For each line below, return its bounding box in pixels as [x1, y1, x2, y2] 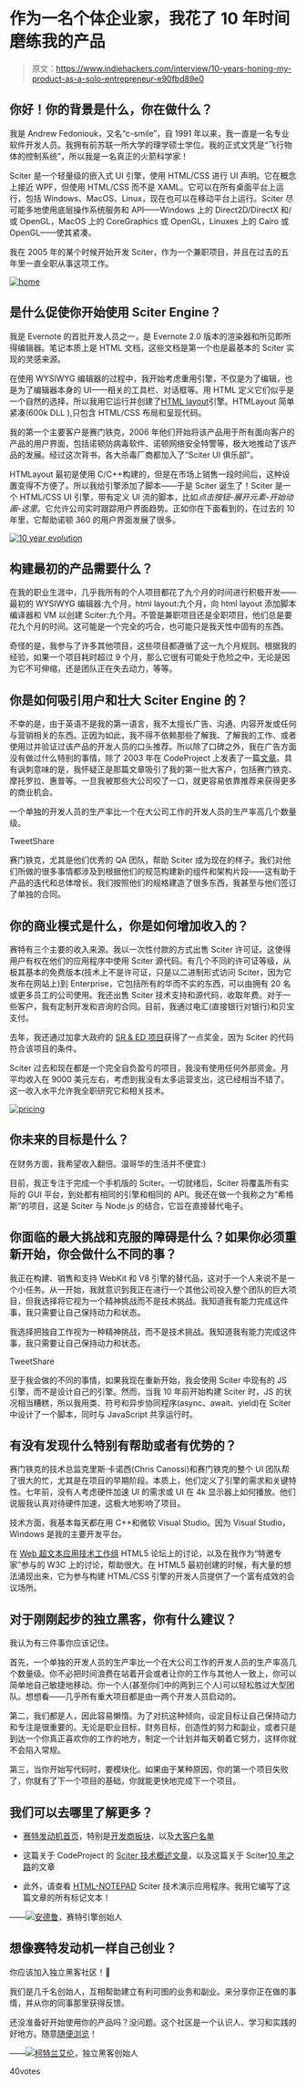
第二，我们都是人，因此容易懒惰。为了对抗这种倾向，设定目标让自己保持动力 [9, 1710, 297, 1721]
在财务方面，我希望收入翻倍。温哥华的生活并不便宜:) [9, 1158, 207, 1169]
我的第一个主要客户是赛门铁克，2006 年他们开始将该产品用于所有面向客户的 [9, 426, 295, 438]
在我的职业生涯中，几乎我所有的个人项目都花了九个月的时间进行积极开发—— [9, 587, 297, 598]
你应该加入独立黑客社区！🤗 [9, 1966, 111, 1977]
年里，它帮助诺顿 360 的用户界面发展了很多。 [9, 514, 181, 525]
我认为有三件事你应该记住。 [9, 1637, 114, 1648]
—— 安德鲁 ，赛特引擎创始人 [9, 1912, 123, 1923]
